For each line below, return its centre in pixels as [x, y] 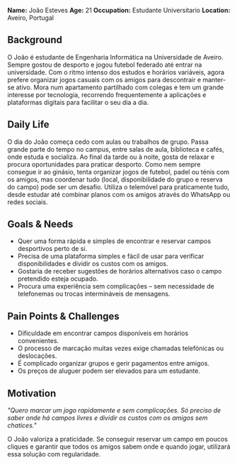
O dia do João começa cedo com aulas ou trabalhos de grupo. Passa [108, 142]
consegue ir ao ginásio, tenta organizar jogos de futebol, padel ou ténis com [118, 172]
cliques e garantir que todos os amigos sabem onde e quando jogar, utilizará [119, 447]
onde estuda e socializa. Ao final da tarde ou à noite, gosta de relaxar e [111, 157]
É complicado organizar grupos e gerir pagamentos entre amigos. [114, 364]
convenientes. [38, 341]
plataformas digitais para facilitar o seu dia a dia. [78, 102]
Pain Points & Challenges [64, 316]
